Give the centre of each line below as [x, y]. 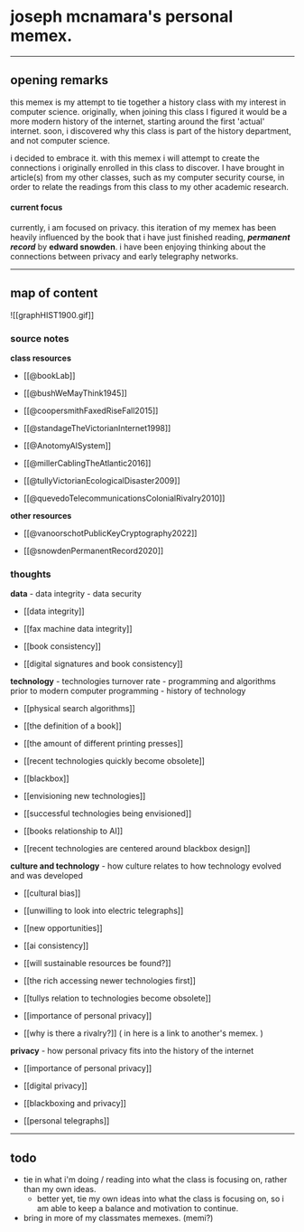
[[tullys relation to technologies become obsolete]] [117, 998]
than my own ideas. [60, 1190]
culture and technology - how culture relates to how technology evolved [146, 866]
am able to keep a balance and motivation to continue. [138, 1208]
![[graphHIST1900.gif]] [52, 315]
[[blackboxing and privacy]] [75, 1104]
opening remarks [60, 80]
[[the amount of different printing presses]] [103, 744]
